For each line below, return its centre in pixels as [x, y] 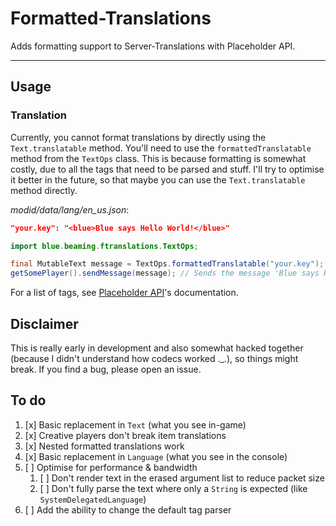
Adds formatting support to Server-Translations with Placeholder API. [153, 46]
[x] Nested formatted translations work [104, 446]
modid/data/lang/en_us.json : [70, 209]
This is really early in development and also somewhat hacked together [157, 348]
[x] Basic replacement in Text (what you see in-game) [135, 424]
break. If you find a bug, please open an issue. [106, 369]
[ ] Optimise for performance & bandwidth [111, 467]
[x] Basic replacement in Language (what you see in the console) [156, 456]
